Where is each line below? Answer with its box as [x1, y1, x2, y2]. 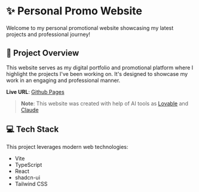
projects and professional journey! [6, 31, 91, 38]
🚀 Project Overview [6, 48, 79, 58]
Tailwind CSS [14, 180, 48, 187]
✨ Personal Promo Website [6, 4, 142, 18]
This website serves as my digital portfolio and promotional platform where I [6, 64, 194, 71]
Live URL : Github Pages [6, 88, 65, 95]
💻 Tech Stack [6, 124, 59, 135]
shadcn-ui [14, 173, 41, 181]
